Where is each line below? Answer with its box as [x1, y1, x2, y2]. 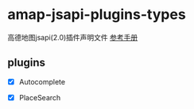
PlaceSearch [18, 92, 61, 102]
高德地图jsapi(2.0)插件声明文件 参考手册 [7, 32, 138, 42]
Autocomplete [18, 77, 65, 86]
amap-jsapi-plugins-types [7, 6, 186, 24]
